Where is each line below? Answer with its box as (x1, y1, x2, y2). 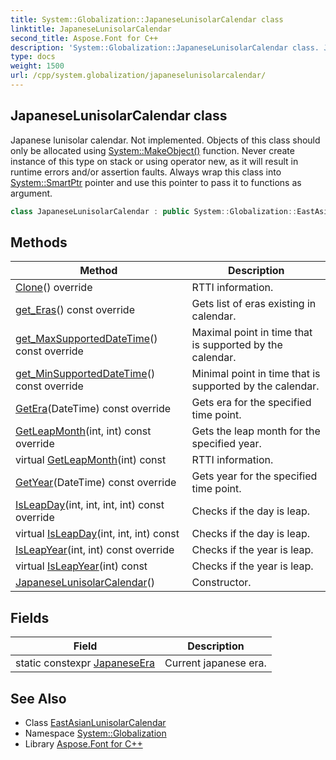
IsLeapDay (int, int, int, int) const (15, 498, 165, 512)
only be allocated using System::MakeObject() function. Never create (10, 144, 295, 156)
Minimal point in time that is (191, 367, 321, 381)
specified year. (191, 437, 262, 451)
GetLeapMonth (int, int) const (15, 424, 152, 438)
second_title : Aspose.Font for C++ (10, 33, 159, 43)
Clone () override (15, 281, 93, 295)
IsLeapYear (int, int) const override (15, 543, 175, 557)
